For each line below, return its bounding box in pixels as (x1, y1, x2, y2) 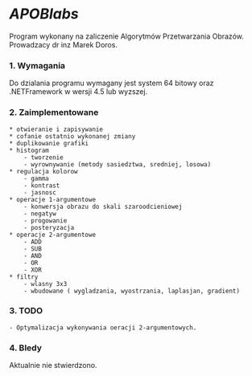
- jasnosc (23, 188, 57, 197)
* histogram (9, 146, 49, 154)
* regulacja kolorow (9, 167, 79, 175)
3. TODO (9, 305, 43, 317)
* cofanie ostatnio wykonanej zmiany (9, 132, 136, 141)
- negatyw (23, 210, 57, 218)
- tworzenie (23, 153, 64, 161)
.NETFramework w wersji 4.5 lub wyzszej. (9, 87, 148, 96)
